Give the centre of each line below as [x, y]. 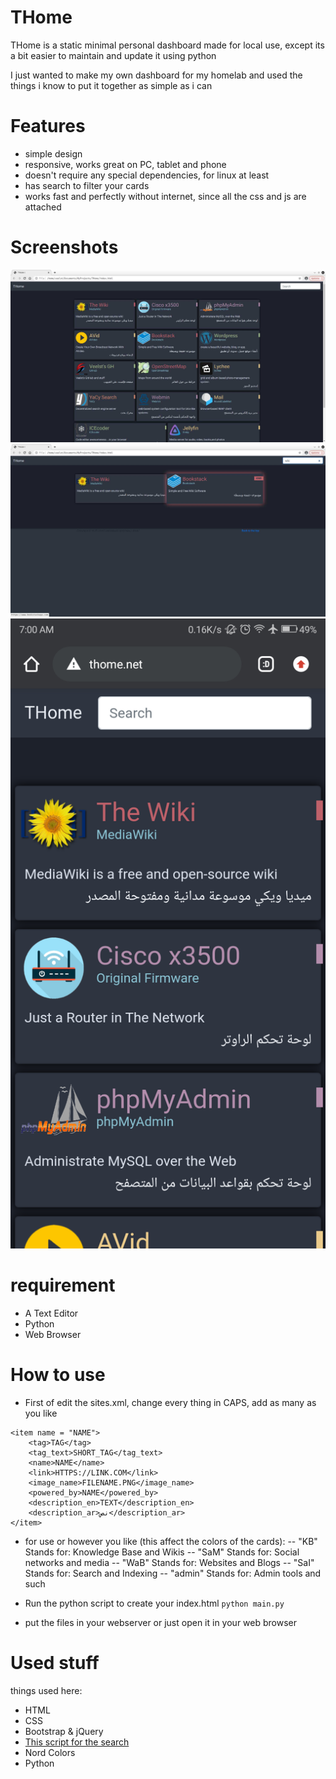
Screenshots [64, 247]
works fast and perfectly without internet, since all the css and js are [165, 196]
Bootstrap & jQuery [64, 1731]
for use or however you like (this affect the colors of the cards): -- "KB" [171, 1541]
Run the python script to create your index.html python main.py [154, 1603]
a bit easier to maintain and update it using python [113, 55]
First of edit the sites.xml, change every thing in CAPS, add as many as [170, 1402]
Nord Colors [50, 1752]
